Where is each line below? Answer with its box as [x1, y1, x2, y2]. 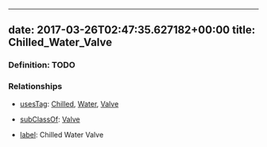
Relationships [8, 81, 63, 92]
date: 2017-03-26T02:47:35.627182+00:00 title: [8, 23, 256, 37]
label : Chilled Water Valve [19, 130, 104, 139]
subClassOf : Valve [19, 114, 81, 124]
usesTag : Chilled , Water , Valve [19, 99, 119, 108]
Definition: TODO [8, 60, 75, 71]
